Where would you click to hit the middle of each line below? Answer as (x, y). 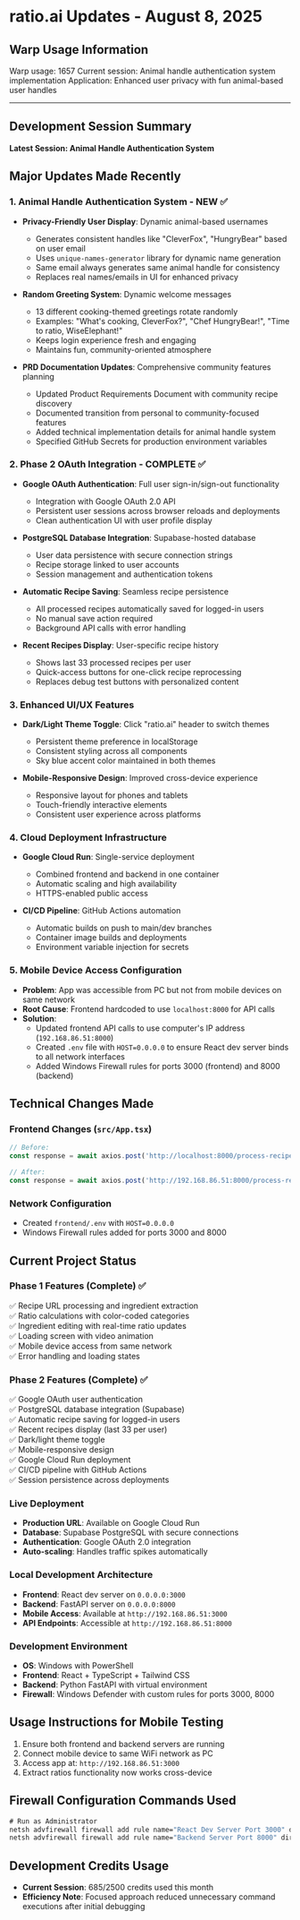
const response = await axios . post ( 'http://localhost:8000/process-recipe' (153, 1156)
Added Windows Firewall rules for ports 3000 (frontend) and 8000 (158, 1066)
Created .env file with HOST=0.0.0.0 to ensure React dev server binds (162, 1047)
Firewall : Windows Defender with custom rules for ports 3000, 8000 (148, 1694)
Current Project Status (73, 1260)
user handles (33, 90)
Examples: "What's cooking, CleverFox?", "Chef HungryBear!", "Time (162, 321)
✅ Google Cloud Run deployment (70, 1460)
